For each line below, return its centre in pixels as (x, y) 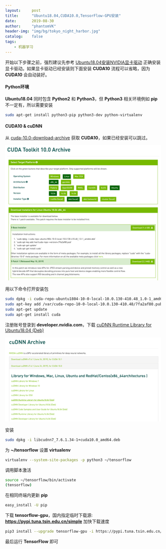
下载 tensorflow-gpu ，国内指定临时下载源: (49, 515)
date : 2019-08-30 (30, 21)
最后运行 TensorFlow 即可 (32, 541)
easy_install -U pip (26, 505)
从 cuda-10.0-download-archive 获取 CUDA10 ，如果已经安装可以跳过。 (78, 138)
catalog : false (24, 37)
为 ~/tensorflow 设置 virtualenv (38, 450)
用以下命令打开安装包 (27, 289)
